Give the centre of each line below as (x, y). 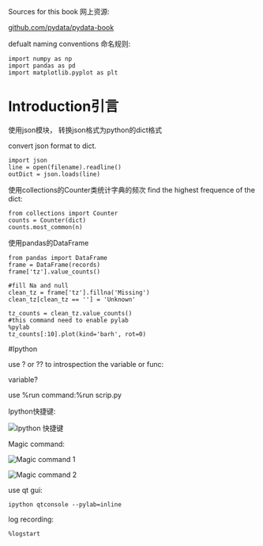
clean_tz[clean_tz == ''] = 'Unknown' (72, 300)
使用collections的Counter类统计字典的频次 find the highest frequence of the (131, 189)
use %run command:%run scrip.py (65, 395)
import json (28, 160)
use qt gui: (26, 490)
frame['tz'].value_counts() (54, 272)
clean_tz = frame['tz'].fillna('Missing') (79, 292)
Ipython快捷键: (32, 411)
